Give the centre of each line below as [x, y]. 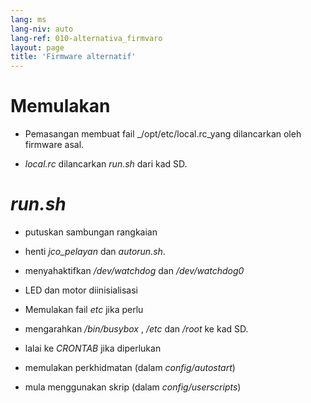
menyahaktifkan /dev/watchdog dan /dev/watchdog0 [134, 270]
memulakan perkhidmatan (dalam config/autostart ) [130, 367]
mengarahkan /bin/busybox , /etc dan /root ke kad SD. [136, 329]
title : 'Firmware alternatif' [73, 57]
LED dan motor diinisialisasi [81, 290]
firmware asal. [54, 145]
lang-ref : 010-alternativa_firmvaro [86, 38]
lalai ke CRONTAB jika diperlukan [93, 348]
